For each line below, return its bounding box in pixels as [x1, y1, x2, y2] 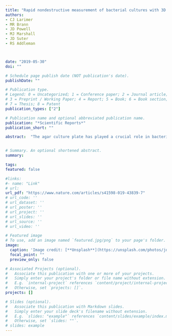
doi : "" [5, 64, 22, 69]
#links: [5, 176, 22, 181]
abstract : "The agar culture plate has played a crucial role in [5, 134, 150, 140]
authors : [5, 12, 24, 17]
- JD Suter [5, 36, 29, 42]
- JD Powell [5, 27, 31, 32]
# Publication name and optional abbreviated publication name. [5, 115, 145, 121]
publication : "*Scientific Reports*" [5, 120, 86, 126]
